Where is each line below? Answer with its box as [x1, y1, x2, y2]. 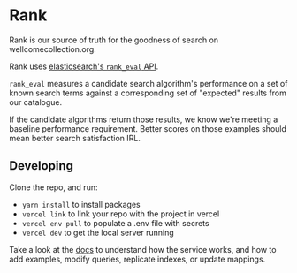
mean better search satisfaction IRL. [9, 133, 141, 143]
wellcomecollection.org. [9, 43, 97, 54]
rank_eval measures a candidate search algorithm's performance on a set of [9, 78, 288, 88]
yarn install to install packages [21, 199, 141, 209]
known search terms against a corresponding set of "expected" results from [9, 87, 287, 98]
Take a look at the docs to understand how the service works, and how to [9, 244, 277, 254]
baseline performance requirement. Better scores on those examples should [9, 123, 287, 133]
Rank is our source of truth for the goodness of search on [9, 34, 219, 45]
